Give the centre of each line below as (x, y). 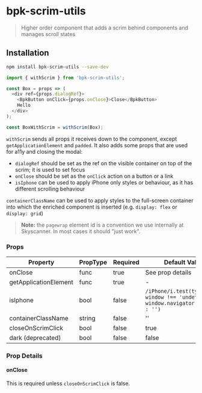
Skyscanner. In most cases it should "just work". (81, 231)
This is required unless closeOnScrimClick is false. (68, 383)
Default (175, 262)
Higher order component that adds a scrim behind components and (104, 28)
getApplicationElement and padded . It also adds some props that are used (97, 145)
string (87, 318)
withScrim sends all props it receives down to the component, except (92, 139)
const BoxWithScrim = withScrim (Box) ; (55, 127)
